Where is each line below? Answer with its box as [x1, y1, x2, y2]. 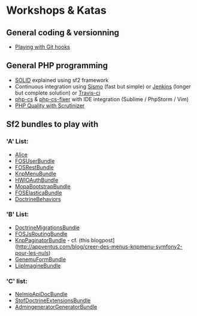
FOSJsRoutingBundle [14, 230, 68, 237]
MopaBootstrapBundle [14, 183, 71, 190]
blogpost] [90, 236, 115, 244]
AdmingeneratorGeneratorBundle [14, 303, 98, 311]
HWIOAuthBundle [14, 176, 59, 183]
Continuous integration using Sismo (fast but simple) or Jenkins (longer [14, 83, 192, 90]
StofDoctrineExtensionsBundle [14, 297, 91, 304]
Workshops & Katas [6, 4, 107, 17]
